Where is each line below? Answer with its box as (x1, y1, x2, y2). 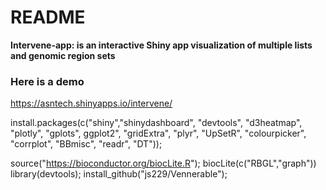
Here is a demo (10, 74, 85, 88)
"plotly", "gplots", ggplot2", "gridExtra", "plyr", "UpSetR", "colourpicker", (10, 127, 307, 140)
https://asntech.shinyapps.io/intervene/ (10, 97, 173, 110)
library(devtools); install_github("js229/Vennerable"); (10, 168, 228, 180)
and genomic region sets (10, 49, 116, 61)
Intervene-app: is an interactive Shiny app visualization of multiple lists (10, 39, 313, 51)
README (10, 6, 86, 29)
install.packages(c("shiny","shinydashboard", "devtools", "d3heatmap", (10, 117, 303, 129)
